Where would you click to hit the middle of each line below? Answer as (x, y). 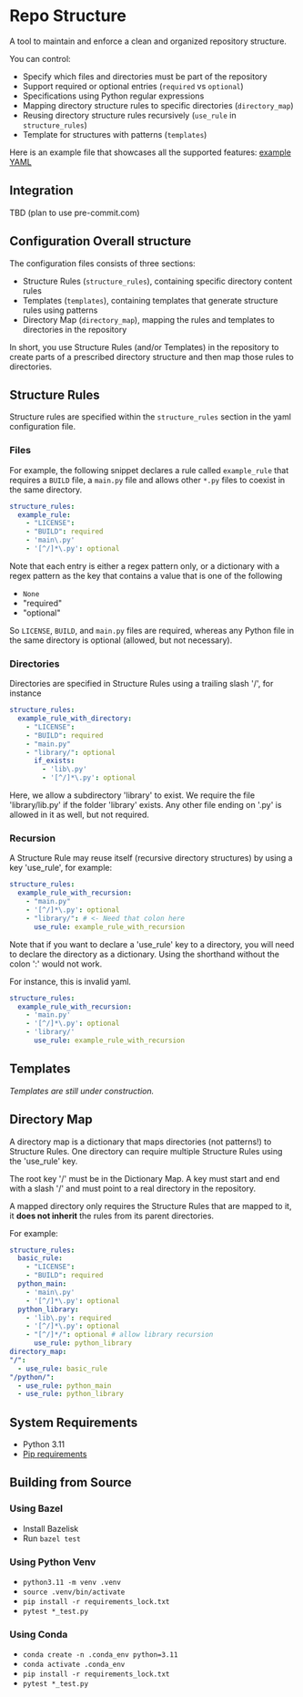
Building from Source (71, 1483)
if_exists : (54, 761)
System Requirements (74, 1422)
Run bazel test (51, 1538)
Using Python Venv (53, 1562)
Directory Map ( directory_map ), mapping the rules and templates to (148, 319)
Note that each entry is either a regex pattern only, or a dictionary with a (145, 565)
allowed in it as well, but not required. (80, 815)
